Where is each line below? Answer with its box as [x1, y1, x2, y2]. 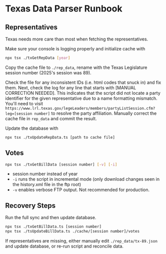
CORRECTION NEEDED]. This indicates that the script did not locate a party [5, 90, 161, 96]
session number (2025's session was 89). [5, 69, 91, 75]
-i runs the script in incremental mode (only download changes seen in [12, 176, 160, 182]
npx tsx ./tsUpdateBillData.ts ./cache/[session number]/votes [5, 229, 140, 234]
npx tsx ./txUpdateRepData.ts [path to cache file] [5, 135, 115, 140]
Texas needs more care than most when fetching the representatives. [5, 36, 148, 42]
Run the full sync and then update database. [5, 215, 96, 221]
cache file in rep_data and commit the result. [5, 115, 97, 121]
